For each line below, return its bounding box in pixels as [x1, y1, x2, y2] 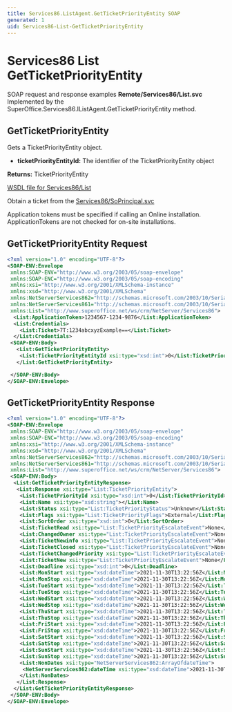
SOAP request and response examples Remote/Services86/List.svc [7, 91, 202, 99]
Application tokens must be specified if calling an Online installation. [7, 210, 202, 218]
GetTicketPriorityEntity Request [7, 238, 148, 250]
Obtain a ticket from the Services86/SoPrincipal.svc [7, 197, 155, 205]
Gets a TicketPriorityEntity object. [7, 143, 103, 152]
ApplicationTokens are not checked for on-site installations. [7, 218, 176, 226]
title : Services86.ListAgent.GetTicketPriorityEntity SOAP [7, 10, 181, 17]
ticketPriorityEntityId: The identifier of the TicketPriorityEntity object [17, 157, 215, 165]
